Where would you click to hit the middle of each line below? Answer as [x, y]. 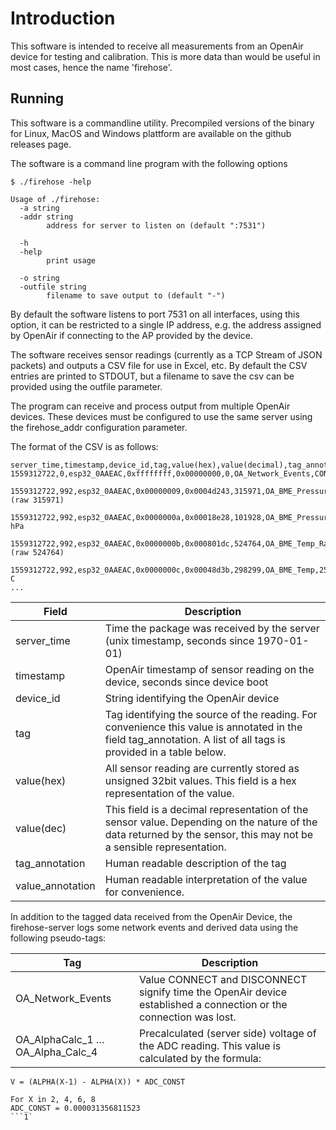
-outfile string [53, 287]
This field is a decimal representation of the [206, 809]
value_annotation [55, 885]
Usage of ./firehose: [55, 199]
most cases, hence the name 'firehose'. [91, 67]
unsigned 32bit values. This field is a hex [200, 780]
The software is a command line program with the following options [149, 163]
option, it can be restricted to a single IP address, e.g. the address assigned [166, 324]
